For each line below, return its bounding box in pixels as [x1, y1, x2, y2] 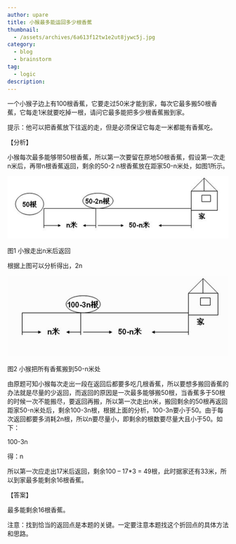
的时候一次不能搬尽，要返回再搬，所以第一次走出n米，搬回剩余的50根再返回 [7, 397, 228, 406]
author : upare [7, 11, 49, 18]
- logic [13, 70, 37, 77]
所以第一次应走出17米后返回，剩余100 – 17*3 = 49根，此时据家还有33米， [7, 467, 221, 475]
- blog [13, 48, 33, 56]
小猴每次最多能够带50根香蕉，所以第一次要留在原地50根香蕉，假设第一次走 [7, 153, 226, 161]
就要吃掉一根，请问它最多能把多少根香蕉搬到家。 [46, 108, 188, 116]
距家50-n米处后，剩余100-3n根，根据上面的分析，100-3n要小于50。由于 [7, 406, 218, 414]
